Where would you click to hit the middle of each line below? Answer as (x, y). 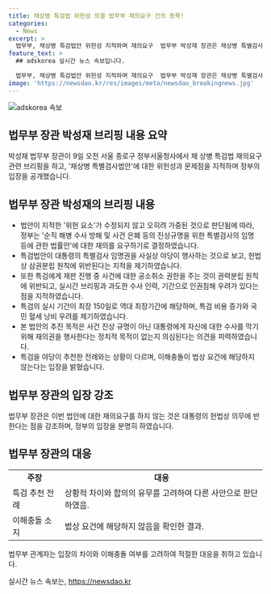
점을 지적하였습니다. (51, 296)
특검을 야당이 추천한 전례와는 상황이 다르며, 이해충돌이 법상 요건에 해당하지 (138, 357)
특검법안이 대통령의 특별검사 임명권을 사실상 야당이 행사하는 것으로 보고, (133, 256)
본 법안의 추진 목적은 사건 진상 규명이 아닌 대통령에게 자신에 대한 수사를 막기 (140, 327)
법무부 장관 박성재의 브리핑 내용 (82, 204)
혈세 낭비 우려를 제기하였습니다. (78, 316)
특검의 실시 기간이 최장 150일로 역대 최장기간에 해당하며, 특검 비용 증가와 (134, 306)
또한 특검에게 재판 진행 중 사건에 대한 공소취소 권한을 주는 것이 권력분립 (132, 276)
